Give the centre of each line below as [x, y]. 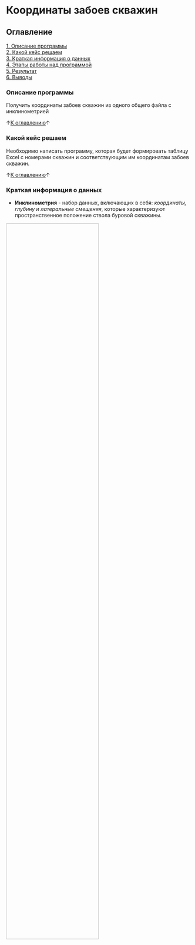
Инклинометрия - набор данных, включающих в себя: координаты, [100, 203]
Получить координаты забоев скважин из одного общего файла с [89, 105]
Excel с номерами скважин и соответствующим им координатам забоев [97, 157]
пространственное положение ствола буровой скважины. [88, 215]
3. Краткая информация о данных [48, 58]
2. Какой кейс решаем [34, 52]
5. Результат [21, 71]
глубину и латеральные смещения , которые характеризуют [90, 208]
